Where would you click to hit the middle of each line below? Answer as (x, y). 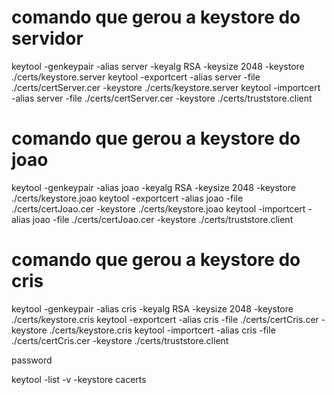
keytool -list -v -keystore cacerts (79, 379)
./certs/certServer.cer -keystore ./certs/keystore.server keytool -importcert (166, 87)
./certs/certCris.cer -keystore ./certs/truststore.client (120, 340)
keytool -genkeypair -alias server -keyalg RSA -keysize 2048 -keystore (158, 66)
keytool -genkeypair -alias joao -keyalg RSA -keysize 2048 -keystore (153, 187)
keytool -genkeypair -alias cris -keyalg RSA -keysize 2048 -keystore (152, 308)
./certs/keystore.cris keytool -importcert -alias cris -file (162, 330)
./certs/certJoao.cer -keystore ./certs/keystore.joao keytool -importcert (158, 208)
